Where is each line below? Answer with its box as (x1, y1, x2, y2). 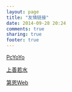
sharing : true (6, 31, 42, 38)
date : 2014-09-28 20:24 (6, 20, 67, 26)
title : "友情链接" (6, 15, 50, 21)
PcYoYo (6, 54, 25, 61)
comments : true (6, 25, 45, 32)
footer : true (6, 37, 39, 43)
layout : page (6, 8, 39, 15)
